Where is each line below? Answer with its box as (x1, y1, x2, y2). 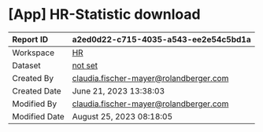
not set (72, 60, 98, 71)
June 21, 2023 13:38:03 (72, 85, 165, 96)
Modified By (12, 98, 57, 109)
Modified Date (12, 111, 65, 122)
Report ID (12, 34, 49, 45)
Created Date (12, 85, 61, 96)
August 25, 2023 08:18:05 (72, 111, 173, 122)
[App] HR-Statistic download (8, 5, 201, 24)
